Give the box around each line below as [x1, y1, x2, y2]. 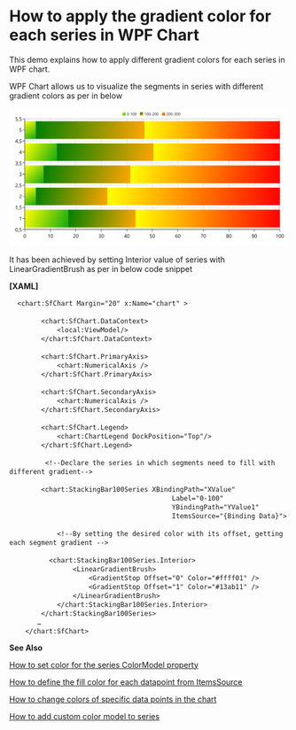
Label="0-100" [171, 493, 224, 502]
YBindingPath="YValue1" [171, 502, 260, 511]
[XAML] [9, 281, 39, 291]
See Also [9, 642, 43, 653]
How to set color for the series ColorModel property [9, 659, 199, 670]
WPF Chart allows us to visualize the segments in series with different [9, 81, 264, 91]
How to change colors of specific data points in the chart [9, 694, 217, 704]
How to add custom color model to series [9, 711, 160, 721]
